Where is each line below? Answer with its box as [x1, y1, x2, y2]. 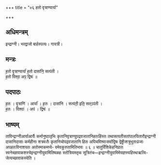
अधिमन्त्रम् [5, 28, 28, 36]
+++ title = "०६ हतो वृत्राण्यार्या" [5, 5, 59, 10]
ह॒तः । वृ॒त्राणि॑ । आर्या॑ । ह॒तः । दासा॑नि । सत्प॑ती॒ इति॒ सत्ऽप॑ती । [5, 101, 103, 106]
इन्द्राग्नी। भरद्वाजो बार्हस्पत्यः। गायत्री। [5, 41, 63, 47]
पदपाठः [5, 88, 21, 96]
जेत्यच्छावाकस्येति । [5, 155, 36, 161]
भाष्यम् [5, 120, 19, 129]
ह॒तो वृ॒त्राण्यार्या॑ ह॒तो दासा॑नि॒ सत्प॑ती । [5, 68, 59, 74]
